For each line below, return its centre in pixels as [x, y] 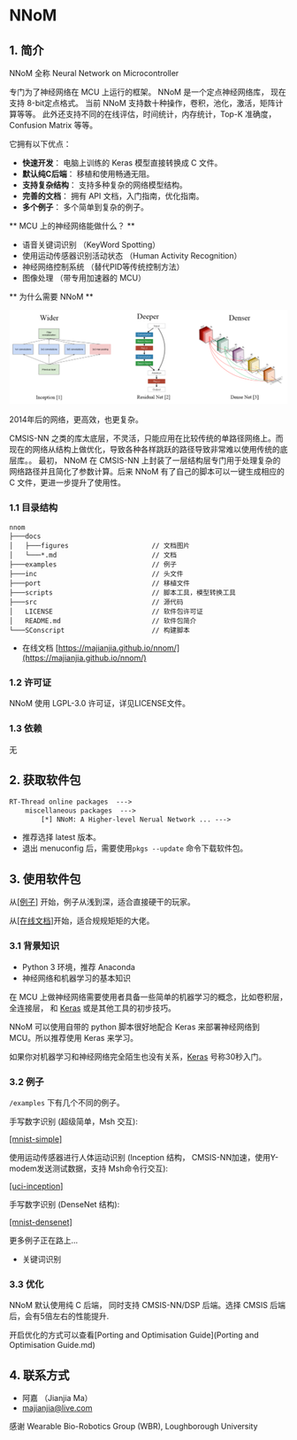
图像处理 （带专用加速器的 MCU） [84, 278]
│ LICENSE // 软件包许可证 [106, 612]
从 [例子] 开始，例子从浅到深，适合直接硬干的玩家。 [103, 902]
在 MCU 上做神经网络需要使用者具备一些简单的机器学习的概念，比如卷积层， [148, 997]
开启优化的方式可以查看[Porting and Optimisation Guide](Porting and [134, 1335]
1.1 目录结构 [34, 507]
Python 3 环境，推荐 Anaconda [78, 966]
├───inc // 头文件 [96, 574]
